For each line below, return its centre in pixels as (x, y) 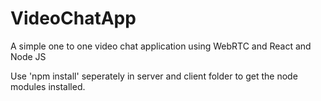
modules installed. (48, 86)
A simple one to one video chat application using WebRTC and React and (161, 46)
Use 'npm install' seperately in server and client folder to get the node (154, 76)
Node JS (28, 56)
